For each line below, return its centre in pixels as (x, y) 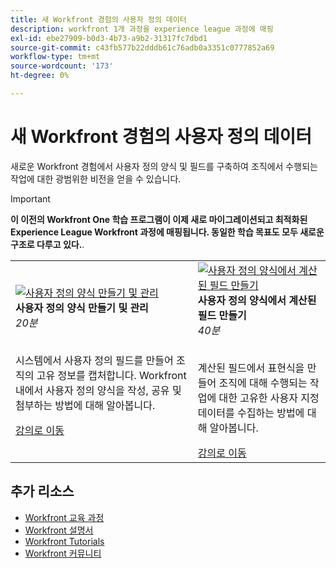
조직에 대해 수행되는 (263, 383)
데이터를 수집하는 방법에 (251, 413)
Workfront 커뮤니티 (63, 553)
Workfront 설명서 (59, 530)
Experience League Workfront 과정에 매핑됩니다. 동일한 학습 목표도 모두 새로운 (167, 232)
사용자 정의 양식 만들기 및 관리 (82, 308)
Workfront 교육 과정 (64, 517)
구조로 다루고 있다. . (47, 244)
